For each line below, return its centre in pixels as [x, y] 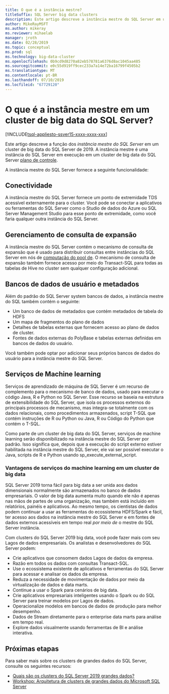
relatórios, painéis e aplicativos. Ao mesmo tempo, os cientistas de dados [81, 506]
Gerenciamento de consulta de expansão [71, 235]
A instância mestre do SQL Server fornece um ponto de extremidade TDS [81, 198]
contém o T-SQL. [23, 423]
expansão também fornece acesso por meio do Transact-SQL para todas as [84, 263]
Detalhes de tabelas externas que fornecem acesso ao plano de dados [86, 327]
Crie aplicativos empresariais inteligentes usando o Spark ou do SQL [83, 595]
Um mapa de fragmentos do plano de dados [58, 322]
